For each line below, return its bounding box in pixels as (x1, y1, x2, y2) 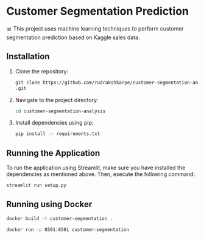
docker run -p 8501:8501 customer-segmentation (6, 226, 130, 233)
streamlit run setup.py (6, 182, 67, 189)
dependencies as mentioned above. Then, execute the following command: (6, 171, 195, 178)
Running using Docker (6, 199, 93, 210)
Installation (6, 51, 50, 62)
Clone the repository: (15, 67, 69, 75)
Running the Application (6, 148, 100, 158)
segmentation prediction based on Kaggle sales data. (6, 34, 140, 41)
